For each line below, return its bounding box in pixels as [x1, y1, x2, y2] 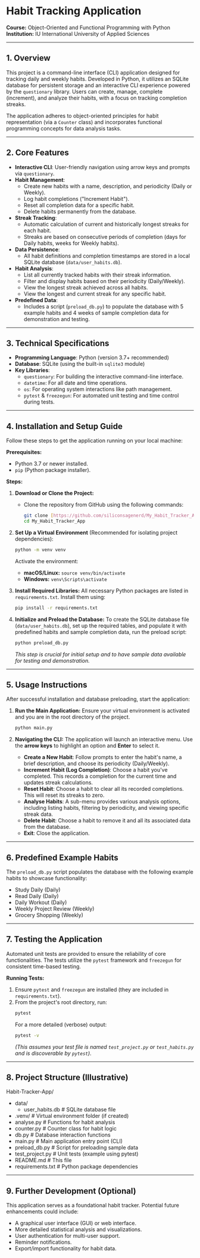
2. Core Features [6, 148, 70, 158]
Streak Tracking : [14, 214, 57, 221]
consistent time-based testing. [6, 962, 82, 970]
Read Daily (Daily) [14, 893, 59, 900]
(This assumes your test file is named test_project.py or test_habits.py [14, 1043, 194, 1050]
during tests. [23, 398, 55, 406]
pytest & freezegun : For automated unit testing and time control [23, 392, 179, 399]
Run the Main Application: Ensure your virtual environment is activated [14, 707, 190, 715]
